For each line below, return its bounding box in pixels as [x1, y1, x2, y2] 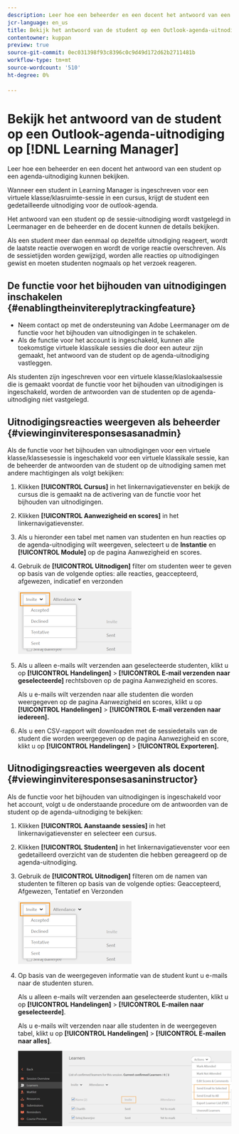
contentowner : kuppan [7, 34, 72, 41]
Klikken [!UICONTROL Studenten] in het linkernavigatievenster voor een [17, 842, 230, 851]
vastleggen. [17, 359, 53, 367]
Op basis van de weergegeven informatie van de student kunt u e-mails [17, 971, 228, 979]
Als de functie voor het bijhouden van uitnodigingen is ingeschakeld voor [7, 792, 222, 801]
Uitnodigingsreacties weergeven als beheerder [7, 416, 221, 428]
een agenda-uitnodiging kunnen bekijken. [7, 172, 129, 181]
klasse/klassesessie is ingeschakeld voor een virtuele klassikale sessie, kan [7, 453, 229, 463]
